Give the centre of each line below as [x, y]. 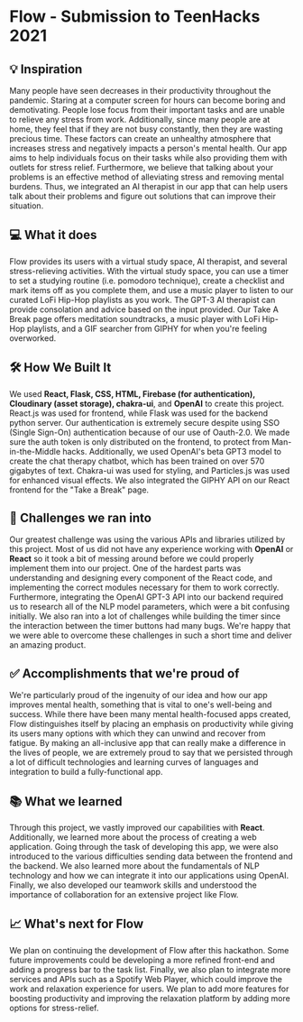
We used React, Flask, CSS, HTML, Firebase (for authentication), [132, 393]
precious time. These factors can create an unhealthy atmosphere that [140, 138]
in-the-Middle [35, 451]
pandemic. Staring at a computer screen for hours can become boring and [147, 100]
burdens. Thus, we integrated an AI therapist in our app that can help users [149, 186]
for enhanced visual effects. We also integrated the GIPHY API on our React [150, 480]
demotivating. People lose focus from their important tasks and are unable [147, 110]
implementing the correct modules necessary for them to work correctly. [144, 587]
